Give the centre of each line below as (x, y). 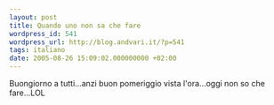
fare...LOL (28, 93)
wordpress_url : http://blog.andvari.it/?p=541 (97, 42)
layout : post (33, 17)
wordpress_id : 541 (43, 34)
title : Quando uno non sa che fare (75, 26)
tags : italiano (37, 50)
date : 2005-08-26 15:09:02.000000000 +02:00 (93, 58)
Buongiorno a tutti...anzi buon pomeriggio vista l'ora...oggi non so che (137, 83)
